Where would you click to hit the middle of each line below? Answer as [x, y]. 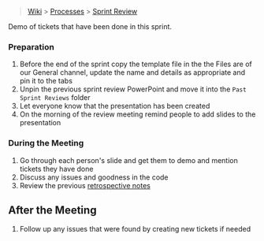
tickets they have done [56, 169]
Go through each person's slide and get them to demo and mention [128, 160]
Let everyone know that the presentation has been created [115, 106]
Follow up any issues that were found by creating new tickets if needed [135, 229]
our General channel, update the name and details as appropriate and [132, 72]
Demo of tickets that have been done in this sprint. [90, 26]
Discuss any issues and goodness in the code [94, 177]
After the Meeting [52, 210]
